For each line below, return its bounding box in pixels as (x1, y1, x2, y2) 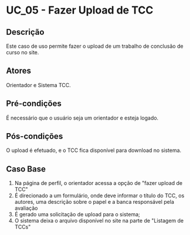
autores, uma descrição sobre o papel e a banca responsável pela (14, 198, 175, 206)
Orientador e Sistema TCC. (6, 81, 72, 88)
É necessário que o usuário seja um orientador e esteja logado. (6, 114, 159, 121)
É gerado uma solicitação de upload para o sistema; (14, 211, 140, 218)
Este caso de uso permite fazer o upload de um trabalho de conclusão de (6, 42, 184, 49)
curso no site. (6, 49, 39, 56)
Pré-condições (6, 98, 62, 109)
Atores (6, 66, 31, 76)
